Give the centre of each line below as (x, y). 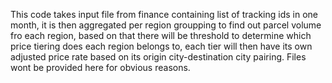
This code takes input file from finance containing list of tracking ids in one (164, 14)
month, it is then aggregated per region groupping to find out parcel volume (166, 25)
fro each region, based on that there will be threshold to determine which (161, 35)
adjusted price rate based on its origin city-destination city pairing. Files (158, 57)
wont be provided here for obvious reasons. (100, 67)
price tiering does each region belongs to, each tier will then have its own (161, 46)
